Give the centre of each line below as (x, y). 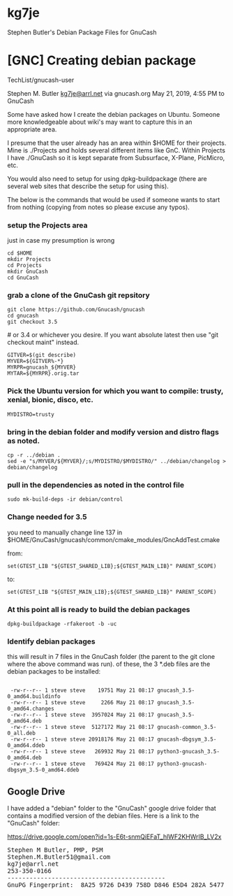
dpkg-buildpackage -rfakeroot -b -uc (62, 624)
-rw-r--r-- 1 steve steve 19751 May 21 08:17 (82, 690)
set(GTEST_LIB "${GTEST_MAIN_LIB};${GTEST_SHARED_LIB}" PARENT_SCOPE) (112, 592)
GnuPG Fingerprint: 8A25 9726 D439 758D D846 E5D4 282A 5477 (116, 885)
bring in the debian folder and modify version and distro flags (113, 432)
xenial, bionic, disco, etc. (51, 400)
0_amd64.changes (31, 709)
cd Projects (24, 266)
